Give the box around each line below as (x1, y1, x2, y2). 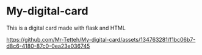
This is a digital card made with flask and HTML (6, 24, 126, 31)
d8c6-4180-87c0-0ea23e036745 (6, 42, 90, 50)
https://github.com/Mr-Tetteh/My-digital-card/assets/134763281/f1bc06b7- (6, 36, 196, 43)
